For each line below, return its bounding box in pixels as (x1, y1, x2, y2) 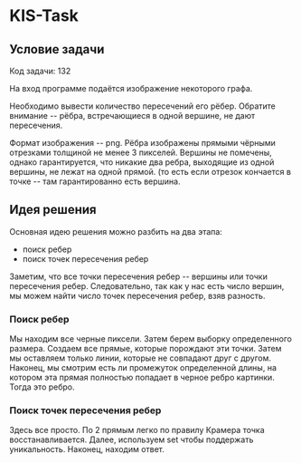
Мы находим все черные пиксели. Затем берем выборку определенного (9, 333, 292, 344)
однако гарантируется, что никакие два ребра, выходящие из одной (9, 157, 275, 168)
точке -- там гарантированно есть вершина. (9, 176, 181, 187)
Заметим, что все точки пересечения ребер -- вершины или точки (9, 271, 268, 282)
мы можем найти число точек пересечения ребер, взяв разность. (9, 290, 266, 301)
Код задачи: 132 (9, 65, 71, 76)
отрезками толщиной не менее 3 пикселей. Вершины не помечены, (9, 147, 273, 158)
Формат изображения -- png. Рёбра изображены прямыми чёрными (9, 138, 276, 148)
